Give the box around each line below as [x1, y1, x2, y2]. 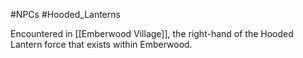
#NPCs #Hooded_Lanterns [10, 9, 121, 20]
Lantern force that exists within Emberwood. [10, 39, 193, 50]
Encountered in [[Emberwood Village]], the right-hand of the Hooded [10, 28, 294, 39]
